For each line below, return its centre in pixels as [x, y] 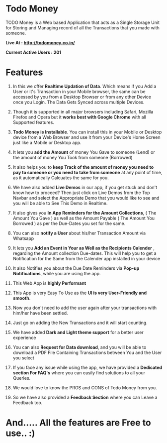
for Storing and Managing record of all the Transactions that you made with [83, 27]
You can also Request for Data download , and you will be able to [80, 347]
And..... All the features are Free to [78, 423]
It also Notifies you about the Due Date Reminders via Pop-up [76, 268]
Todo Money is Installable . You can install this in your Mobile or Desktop [87, 132]
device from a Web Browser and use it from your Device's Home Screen [86, 137]
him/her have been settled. [41, 313]
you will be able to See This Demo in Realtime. [60, 203]
